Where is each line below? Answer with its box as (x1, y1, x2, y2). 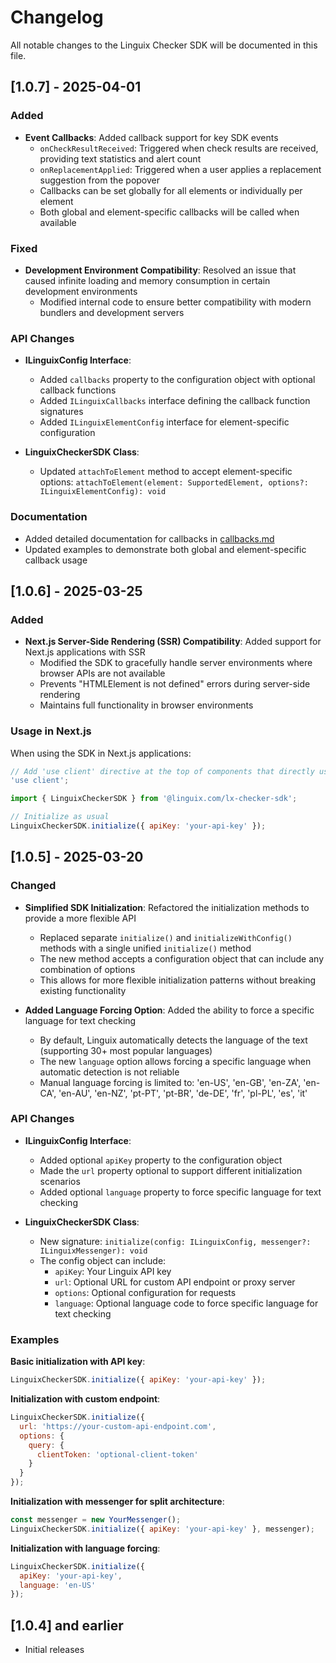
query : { (28, 1440, 65, 1450)
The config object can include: (39, 1254, 167, 1266)
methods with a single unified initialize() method (39, 942, 252, 954)
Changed (10, 879, 57, 893)
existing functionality (39, 984, 127, 996)
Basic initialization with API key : (10, 1356, 146, 1368)
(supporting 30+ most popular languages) (39, 1044, 213, 1056)
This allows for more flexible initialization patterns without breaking (39, 974, 317, 986)
